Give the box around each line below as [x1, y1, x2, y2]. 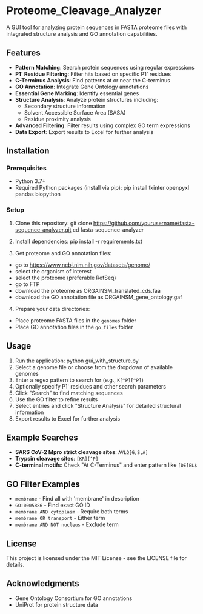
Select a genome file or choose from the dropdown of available [15, 363, 173, 370]
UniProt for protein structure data [15, 601, 98, 608]
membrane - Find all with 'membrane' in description [15, 495, 139, 502]
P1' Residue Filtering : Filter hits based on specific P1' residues [15, 70, 171, 78]
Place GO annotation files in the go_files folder [15, 323, 133, 330]
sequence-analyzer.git [15, 225, 72, 233]
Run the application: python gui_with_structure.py [15, 357, 139, 364]
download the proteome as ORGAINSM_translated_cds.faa [15, 287, 161, 294]
